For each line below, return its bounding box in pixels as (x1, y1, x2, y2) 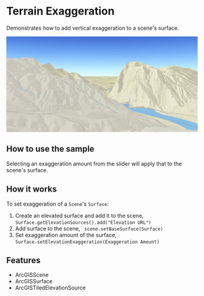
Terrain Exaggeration (6, 4, 115, 18)
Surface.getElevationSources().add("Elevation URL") (15, 220, 152, 226)
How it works (6, 184, 57, 195)
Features (6, 255, 41, 265)
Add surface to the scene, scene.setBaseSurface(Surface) (15, 224, 164, 232)
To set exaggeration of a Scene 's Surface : (6, 200, 109, 207)
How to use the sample (6, 144, 95, 154)
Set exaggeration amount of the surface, (15, 231, 117, 238)
